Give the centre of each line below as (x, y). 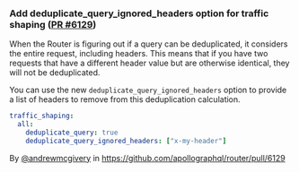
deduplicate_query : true (72, 133)
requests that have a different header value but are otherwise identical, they (149, 63)
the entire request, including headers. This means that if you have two (139, 54)
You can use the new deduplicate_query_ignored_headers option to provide (148, 90)
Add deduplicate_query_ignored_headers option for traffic (139, 13)
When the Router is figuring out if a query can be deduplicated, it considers (149, 44)
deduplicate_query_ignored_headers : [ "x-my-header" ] (126, 141)
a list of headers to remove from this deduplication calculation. (125, 99)
